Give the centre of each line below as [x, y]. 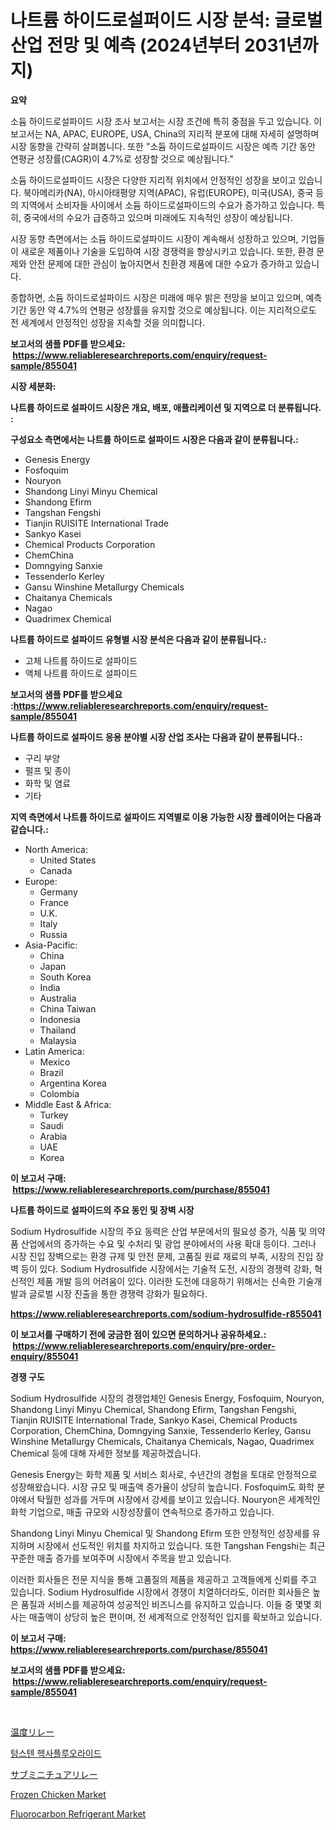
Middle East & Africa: [68, 1104]
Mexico [55, 1062]
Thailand [58, 1030]
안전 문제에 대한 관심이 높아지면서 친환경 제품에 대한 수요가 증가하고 [160, 263]
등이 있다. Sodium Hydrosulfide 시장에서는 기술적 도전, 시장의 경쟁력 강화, [166, 1268]
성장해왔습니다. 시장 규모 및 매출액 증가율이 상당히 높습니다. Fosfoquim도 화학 [162, 1487]
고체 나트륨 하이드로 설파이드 [81, 660]
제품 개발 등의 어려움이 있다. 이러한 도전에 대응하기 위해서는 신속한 [166, 1281]
